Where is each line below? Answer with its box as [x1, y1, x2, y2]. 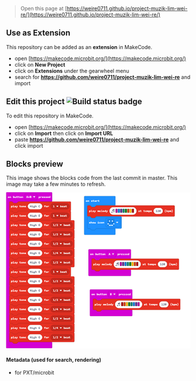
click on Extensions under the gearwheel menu [14, 67, 130, 74]
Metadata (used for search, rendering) [6, 356, 101, 363]
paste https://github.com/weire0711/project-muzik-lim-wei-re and [14, 136, 180, 143]
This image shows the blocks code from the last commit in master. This [6, 175, 178, 182]
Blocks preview [6, 159, 63, 169]
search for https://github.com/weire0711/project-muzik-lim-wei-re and [14, 73, 191, 81]
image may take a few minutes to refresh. [6, 181, 106, 188]
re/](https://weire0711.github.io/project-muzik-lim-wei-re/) [20, 11, 161, 18]
